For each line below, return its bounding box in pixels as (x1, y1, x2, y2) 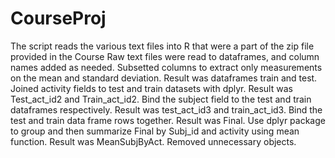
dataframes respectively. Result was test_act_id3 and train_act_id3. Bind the (10, 103, 323, 116)
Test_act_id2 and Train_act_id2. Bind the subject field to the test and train (10, 93, 312, 105)
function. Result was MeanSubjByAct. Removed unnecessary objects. (10, 135, 297, 147)
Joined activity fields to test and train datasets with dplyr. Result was (10, 82, 293, 94)
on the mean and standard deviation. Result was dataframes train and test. (10, 72, 318, 84)
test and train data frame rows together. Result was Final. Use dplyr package (10, 114, 326, 126)
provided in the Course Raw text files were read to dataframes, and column (10, 50, 320, 62)
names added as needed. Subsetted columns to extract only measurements (10, 61, 323, 73)
